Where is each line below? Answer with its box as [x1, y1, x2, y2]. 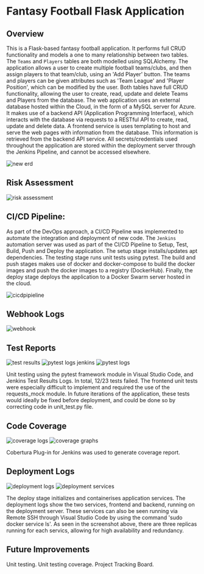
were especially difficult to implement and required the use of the [6, 384, 171, 391]
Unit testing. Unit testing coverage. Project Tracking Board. [6, 561, 154, 568]
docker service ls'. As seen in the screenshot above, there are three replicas [6, 520, 197, 528]
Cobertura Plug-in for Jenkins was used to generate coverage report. [6, 449, 181, 456]
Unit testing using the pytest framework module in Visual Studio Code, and [6, 370, 194, 378]
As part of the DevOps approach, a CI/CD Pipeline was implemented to [6, 227, 184, 235]
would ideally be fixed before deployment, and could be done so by [6, 397, 175, 404]
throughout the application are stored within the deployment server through [6, 142, 196, 149]
